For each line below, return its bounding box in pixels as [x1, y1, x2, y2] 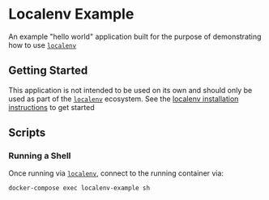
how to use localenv [8, 40, 77, 49]
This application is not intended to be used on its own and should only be [8, 85, 253, 95]
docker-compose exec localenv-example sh [8, 184, 151, 193]
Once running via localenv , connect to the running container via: [8, 168, 224, 178]
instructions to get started [8, 102, 95, 112]
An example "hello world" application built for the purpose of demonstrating [8, 32, 262, 41]
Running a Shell [8, 151, 71, 162]
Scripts [8, 126, 46, 140]
